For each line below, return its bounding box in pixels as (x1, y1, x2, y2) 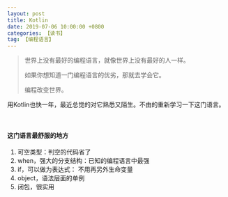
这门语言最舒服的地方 (7, 131, 68, 139)
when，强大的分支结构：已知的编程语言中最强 (17, 157, 150, 165)
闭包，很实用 (17, 182, 54, 191)
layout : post (7, 10, 45, 17)
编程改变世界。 (24, 86, 68, 94)
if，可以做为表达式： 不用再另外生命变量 (17, 165, 134, 174)
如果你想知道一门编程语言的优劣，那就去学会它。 (24, 71, 165, 79)
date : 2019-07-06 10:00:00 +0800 (7, 23, 105, 30)
